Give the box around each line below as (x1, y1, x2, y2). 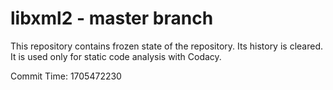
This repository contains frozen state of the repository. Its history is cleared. (10, 40, 323, 52)
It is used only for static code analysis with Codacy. (10, 50, 222, 62)
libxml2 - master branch (10, 7, 214, 30)
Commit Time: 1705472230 (10, 70, 122, 82)
